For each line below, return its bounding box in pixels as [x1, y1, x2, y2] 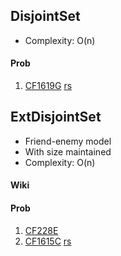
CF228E [24, 224, 59, 236]
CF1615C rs [24, 235, 72, 247]
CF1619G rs [24, 80, 73, 92]
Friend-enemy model [24, 135, 112, 147]
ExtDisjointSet [10, 109, 102, 126]
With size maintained [24, 145, 112, 158]
